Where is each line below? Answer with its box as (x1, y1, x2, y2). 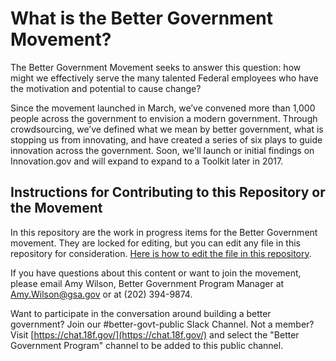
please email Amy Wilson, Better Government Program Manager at (10, 277, 285, 289)
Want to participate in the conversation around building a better (10, 307, 272, 319)
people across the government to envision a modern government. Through (10, 112, 318, 124)
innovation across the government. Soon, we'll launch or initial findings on (10, 144, 315, 156)
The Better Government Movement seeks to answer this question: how (10, 61, 302, 73)
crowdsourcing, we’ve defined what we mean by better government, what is (10, 123, 324, 135)
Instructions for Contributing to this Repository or (10, 184, 326, 201)
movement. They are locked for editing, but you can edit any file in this (10, 237, 301, 249)
